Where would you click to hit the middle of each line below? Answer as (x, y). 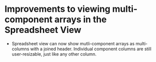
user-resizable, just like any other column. (54, 54)
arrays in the (80, 19)
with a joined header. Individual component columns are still (91, 49)
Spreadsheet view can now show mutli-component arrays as (73, 43)
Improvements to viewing (58, 9)
